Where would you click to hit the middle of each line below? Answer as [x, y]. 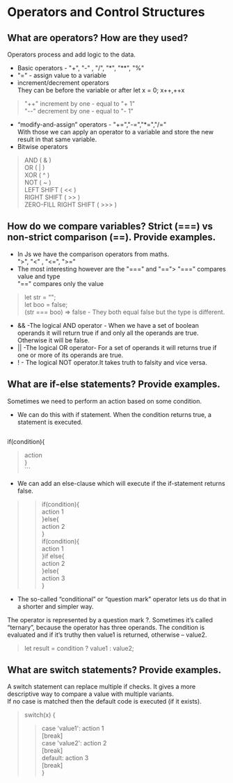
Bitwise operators [42, 147]
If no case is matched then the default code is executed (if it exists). [104, 702]
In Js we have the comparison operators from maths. [93, 254]
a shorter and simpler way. [55, 606]
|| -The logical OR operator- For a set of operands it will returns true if [117, 347]
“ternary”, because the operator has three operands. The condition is [106, 627]
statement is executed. [50, 422]
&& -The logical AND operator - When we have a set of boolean [108, 325]
